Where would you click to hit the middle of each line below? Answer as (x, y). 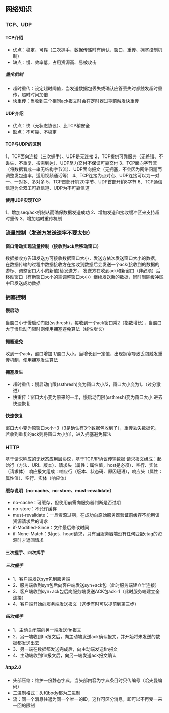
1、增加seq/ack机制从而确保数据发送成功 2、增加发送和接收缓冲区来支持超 (82, 212)
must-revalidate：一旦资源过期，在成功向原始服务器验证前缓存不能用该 (86, 515)
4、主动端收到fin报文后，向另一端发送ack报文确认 (64, 655)
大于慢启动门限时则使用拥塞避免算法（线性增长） (56, 329)
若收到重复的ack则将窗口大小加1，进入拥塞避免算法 (58, 434)
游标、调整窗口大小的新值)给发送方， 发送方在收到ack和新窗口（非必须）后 (83, 271)
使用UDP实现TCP (23, 200)
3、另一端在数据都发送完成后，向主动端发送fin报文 (65, 649)
